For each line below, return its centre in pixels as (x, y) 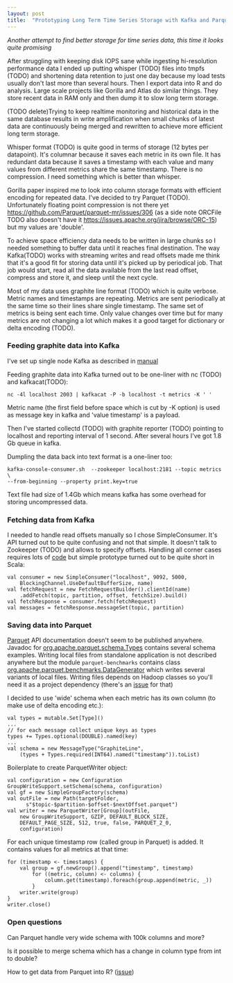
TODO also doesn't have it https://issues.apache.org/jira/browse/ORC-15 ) (112, 219)
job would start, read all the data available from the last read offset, (103, 270)
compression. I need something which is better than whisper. (94, 176)
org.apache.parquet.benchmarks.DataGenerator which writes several (106, 670)
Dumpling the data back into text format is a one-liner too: (90, 456)
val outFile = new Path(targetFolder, (63, 799)
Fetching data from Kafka (51, 520)
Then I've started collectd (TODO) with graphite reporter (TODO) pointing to (115, 428)
